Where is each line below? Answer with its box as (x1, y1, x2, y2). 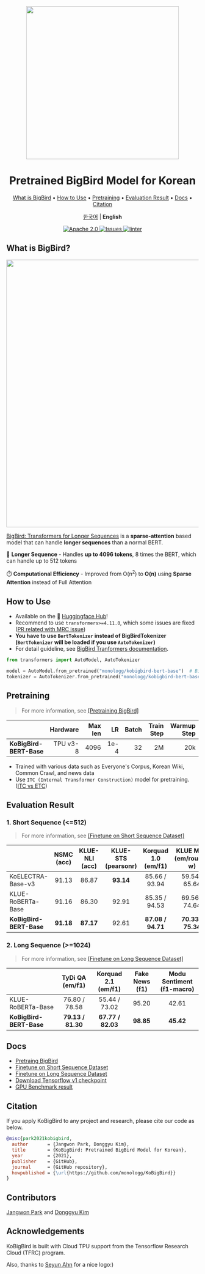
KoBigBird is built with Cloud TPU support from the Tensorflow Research (6, 1242, 189, 1250)
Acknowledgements (6, 1226, 85, 1237)
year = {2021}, (12, 1152, 72, 1158)
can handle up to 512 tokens (6, 557, 77, 565)
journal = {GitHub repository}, (12, 1164, 108, 1170)
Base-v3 (9, 880, 35, 889)
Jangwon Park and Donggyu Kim (6, 1209, 90, 1216)
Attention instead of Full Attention (6, 579, 92, 586)
